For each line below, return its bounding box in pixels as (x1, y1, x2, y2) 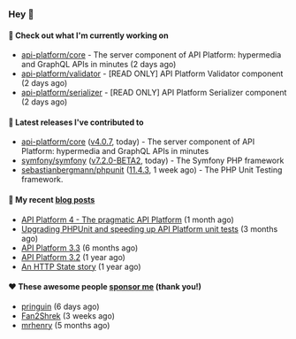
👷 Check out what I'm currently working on (8, 30, 169, 41)
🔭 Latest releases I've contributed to (8, 117, 144, 127)
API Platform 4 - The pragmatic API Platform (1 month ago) (20, 214, 235, 225)
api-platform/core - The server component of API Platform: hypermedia (20, 50, 282, 60)
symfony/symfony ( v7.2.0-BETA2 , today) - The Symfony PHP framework (20, 155, 285, 166)
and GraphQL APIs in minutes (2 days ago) (20, 59, 177, 70)
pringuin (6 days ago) (20, 301, 100, 312)
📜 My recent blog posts (8, 194, 95, 204)
